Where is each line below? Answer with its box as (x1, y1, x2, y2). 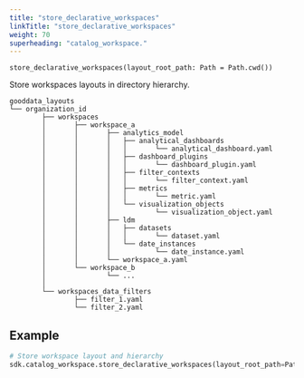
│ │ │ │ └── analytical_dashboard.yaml (42, 144, 273, 154)
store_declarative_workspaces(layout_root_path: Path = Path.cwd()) (9, 63, 273, 73)
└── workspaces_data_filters (42, 287, 152, 296)
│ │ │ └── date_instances (42, 239, 196, 249)
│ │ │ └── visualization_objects (42, 200, 224, 209)
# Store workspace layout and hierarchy (9, 352, 165, 361)
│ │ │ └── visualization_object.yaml (42, 208, 273, 218)
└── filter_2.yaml (73, 303, 144, 313)
